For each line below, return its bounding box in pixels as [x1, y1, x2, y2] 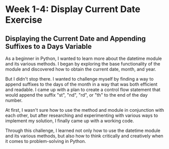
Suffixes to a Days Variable [5, 42, 92, 51]
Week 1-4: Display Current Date [5, 4, 141, 15]
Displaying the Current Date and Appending [5, 34, 146, 43]
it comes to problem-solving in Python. [5, 138, 87, 144]
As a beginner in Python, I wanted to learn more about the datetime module [5, 55, 162, 61]
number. [5, 97, 23, 103]
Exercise [5, 14, 43, 26]
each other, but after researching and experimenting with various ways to [5, 112, 158, 118]
